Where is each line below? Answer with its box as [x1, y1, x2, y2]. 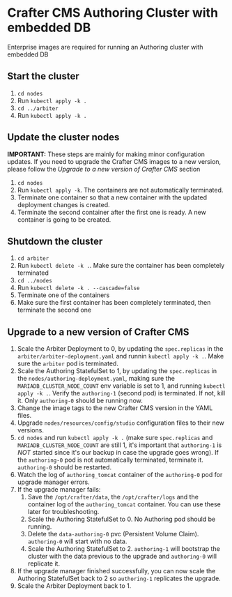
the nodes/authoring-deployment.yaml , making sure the [17, 375, 176, 383]
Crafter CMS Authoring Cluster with [7, 5, 218, 21]
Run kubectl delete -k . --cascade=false [17, 284, 140, 292]
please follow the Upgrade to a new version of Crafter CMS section [7, 165, 201, 173]
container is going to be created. [17, 215, 111, 224]
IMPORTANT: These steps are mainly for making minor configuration [7, 150, 206, 158]
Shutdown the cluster [7, 235, 103, 247]
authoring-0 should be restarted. [17, 463, 112, 471]
